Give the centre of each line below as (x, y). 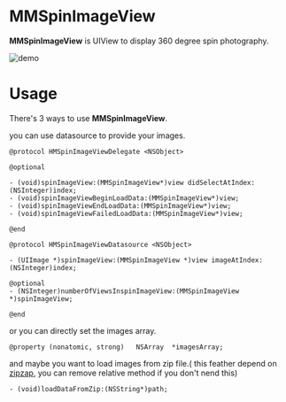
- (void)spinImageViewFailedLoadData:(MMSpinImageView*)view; (126, 213)
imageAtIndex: (237, 260)
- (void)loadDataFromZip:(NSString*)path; (89, 389)
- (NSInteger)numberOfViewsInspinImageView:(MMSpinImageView (124, 291)
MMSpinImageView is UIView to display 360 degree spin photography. (139, 41)
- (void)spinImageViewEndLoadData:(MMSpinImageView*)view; (120, 205)
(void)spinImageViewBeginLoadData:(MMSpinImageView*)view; (128, 198)
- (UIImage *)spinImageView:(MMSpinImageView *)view (108, 260)
